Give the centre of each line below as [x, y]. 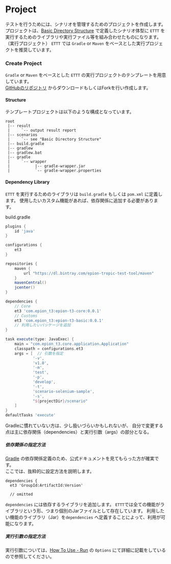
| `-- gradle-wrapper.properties [54, 171]
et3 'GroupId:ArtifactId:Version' [46, 485]
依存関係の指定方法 [26, 444]
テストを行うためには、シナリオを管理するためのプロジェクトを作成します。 [86, 24]
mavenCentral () [31, 283]
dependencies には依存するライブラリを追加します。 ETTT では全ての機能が [83, 504]
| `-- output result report [42, 131]
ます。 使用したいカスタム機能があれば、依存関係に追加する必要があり [80, 200]
